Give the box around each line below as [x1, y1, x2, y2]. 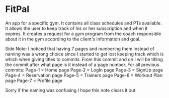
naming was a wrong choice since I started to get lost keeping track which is [5, 51, 164, 57]
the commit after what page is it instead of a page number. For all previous [5, 61, 159, 67]
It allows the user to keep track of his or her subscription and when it [5, 25, 148, 31]
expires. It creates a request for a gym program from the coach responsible [5, 30, 161, 36]
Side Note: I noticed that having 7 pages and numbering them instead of [5, 45, 155, 51]
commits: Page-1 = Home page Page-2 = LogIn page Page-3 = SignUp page [5, 66, 163, 73]
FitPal [5, 3, 29, 15]
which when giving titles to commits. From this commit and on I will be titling [5, 56, 163, 62]
